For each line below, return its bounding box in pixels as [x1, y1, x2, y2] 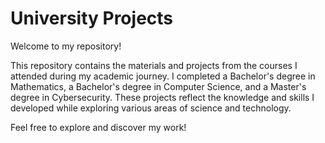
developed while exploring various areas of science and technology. [10, 102, 292, 114]
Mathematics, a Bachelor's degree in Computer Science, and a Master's [10, 80, 307, 92]
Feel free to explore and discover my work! [10, 121, 187, 133]
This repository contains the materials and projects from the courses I [10, 59, 298, 71]
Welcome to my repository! [10, 40, 122, 52]
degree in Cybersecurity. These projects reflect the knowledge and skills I [10, 91, 315, 103]
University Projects [10, 7, 174, 30]
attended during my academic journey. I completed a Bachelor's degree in [10, 70, 316, 82]
